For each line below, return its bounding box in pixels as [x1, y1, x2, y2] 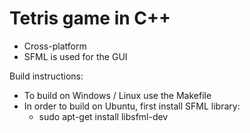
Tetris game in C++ [9, 7, 172, 30]
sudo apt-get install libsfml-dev [38, 110, 169, 122]
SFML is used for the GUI [23, 50, 128, 62]
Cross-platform [23, 40, 87, 52]
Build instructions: [9, 70, 84, 82]
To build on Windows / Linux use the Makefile [23, 89, 212, 101]
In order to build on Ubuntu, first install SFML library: [23, 100, 241, 112]
